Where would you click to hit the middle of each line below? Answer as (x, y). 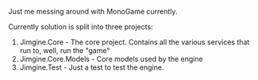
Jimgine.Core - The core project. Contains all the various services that (135, 42)
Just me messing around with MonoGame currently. (93, 11)
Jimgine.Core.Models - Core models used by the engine (112, 59)
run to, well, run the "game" (65, 50)
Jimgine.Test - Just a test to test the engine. (92, 67)
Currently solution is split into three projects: (81, 27)
